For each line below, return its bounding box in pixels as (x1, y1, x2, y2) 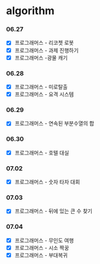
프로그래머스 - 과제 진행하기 (14, 47, 79, 54)
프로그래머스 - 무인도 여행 (14, 237, 74, 244)
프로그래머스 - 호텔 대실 (14, 149, 69, 156)
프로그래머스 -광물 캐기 (14, 54, 68, 61)
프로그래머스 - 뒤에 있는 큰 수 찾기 (14, 207, 93, 214)
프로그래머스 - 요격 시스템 (14, 91, 74, 98)
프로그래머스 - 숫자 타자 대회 (14, 179, 81, 186)
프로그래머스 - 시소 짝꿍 (14, 244, 69, 251)
